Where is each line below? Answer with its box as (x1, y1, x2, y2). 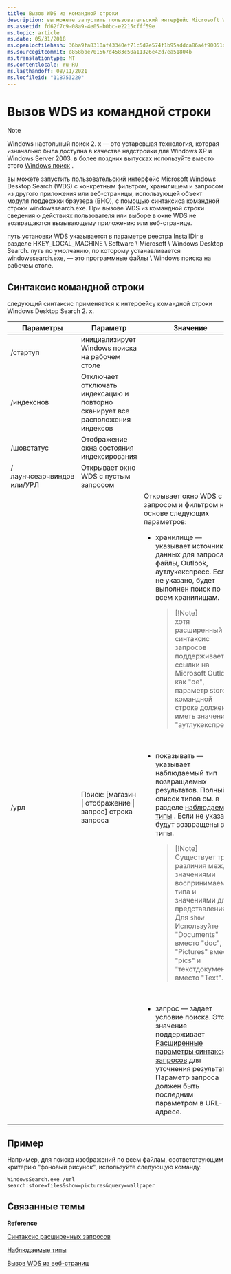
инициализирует (81, 335, 136, 345)
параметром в (155, 1099, 204, 1108)
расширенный (175, 625, 223, 635)
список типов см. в (155, 794, 220, 803)
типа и (175, 887, 197, 896)
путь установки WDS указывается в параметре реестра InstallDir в (7, 232, 204, 241)
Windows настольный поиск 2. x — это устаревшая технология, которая (7, 140, 220, 148)
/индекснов (10, 398, 49, 407)
